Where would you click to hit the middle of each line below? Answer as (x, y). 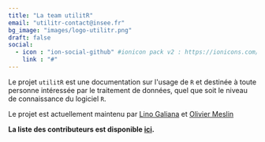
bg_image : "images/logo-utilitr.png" (70, 30)
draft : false (30, 37)
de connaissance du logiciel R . (57, 99)
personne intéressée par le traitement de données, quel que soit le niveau (128, 90)
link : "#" (40, 60)
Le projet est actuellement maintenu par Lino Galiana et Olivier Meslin (121, 114)
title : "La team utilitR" (50, 15)
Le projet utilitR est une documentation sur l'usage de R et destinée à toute (132, 82)
